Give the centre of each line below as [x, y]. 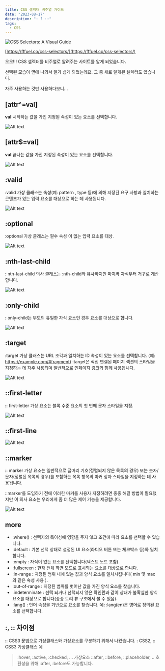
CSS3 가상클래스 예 [24, 646]
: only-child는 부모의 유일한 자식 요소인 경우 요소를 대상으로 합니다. [69, 318]
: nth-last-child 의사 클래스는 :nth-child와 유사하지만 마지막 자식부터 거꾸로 [77, 274]
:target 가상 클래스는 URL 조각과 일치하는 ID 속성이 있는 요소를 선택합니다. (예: [80, 355]
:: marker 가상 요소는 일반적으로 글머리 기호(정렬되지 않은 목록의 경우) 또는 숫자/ [82, 470]
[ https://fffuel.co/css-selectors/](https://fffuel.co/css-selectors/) [70, 52]
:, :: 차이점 [20, 628]
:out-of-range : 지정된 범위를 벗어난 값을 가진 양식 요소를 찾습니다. [76, 586]
